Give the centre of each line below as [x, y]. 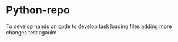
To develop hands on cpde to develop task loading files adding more [89, 26]
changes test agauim [31, 32]
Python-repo [38, 10]
